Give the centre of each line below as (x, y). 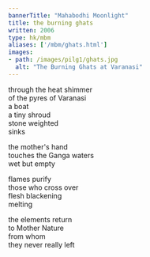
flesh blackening (35, 195)
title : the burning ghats (51, 23)
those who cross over (43, 187)
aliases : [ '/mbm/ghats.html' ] (58, 45)
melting (21, 204)
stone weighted (34, 123)
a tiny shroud (30, 115)
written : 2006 (32, 30)
